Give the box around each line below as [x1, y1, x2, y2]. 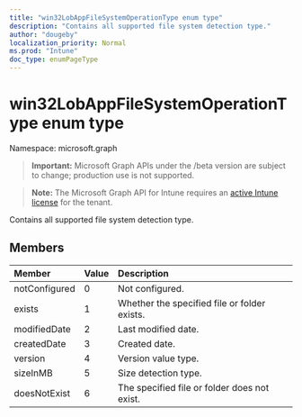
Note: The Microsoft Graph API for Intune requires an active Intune [31, 186, 279, 198]
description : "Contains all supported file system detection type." [9, 22, 271, 31]
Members [9, 240, 65, 256]
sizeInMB [13, 367, 53, 379]
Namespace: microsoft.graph [9, 142, 118, 153]
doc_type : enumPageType [9, 55, 99, 64]
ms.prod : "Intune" [9, 47, 78, 56]
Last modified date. [118, 322, 200, 335]
